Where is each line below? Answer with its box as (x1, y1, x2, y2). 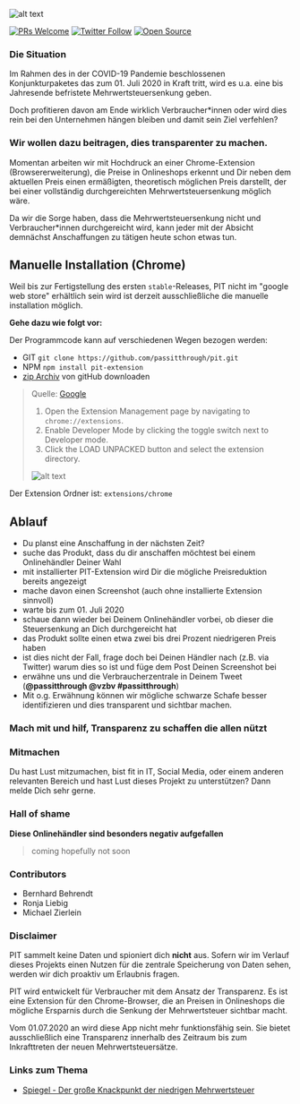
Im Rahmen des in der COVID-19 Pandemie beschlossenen (9, 68, 226, 80)
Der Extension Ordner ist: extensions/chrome (9, 488, 173, 499)
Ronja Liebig (21, 898, 69, 909)
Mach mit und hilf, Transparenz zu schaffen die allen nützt (9, 722, 268, 734)
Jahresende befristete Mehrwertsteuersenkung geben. (9, 88, 212, 98)
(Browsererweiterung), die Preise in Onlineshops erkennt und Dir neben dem (9, 167, 292, 177)
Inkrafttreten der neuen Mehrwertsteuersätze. (9, 1041, 178, 1052)
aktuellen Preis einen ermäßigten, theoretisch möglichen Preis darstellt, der (9, 175, 287, 187)
